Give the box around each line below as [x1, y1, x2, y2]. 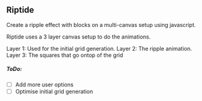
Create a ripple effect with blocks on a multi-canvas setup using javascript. [6, 21, 196, 28]
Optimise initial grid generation [15, 88, 93, 95]
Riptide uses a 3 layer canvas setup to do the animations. [6, 33, 151, 40]
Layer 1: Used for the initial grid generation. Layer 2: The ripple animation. [6, 45, 192, 52]
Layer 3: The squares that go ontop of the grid [6, 51, 123, 59]
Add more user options [15, 81, 74, 88]
